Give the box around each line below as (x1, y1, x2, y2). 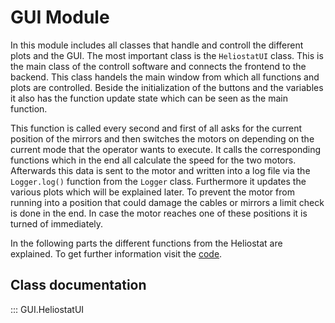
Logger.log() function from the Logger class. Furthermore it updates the (10, 175, 307, 187)
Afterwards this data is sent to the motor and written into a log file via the (10, 164, 311, 176)
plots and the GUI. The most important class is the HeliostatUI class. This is (10, 49, 324, 61)
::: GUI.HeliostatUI (10, 303, 85, 315)
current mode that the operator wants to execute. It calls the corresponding (10, 143, 321, 155)
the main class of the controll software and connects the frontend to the (10, 60, 307, 72)
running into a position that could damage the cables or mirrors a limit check (10, 196, 325, 208)
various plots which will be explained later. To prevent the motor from (10, 186, 295, 198)
